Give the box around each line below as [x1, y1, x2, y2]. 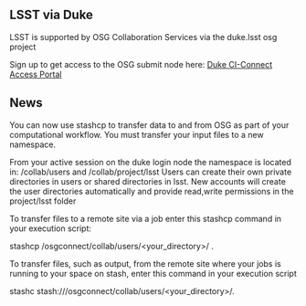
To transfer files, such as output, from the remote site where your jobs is [9, 258, 281, 269]
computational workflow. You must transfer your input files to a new [9, 129, 264, 140]
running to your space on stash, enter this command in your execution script [9, 268, 297, 279]
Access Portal [9, 69, 62, 79]
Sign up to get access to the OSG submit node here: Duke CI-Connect [9, 58, 273, 69]
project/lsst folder [9, 195, 77, 206]
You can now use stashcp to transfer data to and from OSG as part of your [9, 119, 290, 131]
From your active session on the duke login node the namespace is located [9, 156, 292, 167]
